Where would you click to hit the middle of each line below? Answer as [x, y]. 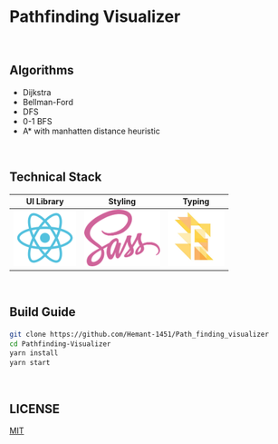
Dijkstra [37, 92]
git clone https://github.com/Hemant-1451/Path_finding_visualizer [139, 334]
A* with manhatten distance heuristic [91, 131]
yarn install [34, 353]
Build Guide [43, 312]
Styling [122, 202]
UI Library [45, 202]
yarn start [30, 363]
